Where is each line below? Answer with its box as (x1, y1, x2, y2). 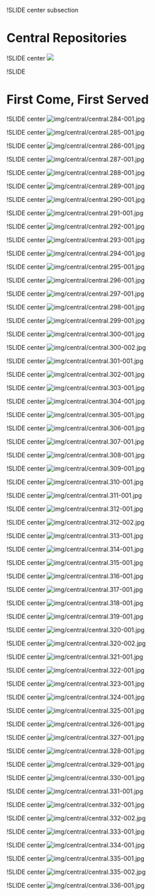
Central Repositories (6, 31, 127, 46)
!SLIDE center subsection (6, 6, 79, 14)
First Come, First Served (6, 92, 149, 108)
